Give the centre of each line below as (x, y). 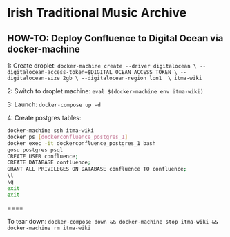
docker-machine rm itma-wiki (49, 228)
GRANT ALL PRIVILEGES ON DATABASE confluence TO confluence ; (97, 169)
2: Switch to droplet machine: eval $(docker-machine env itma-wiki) (105, 91)
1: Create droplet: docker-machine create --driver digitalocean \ (102, 66)
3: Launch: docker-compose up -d (54, 104)
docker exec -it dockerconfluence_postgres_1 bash (82, 143)
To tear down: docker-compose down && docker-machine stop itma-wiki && (113, 221)
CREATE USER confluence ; (43, 156)
